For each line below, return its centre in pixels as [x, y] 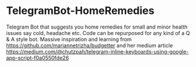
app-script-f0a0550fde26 [37, 58]
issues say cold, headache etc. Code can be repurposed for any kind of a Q [98, 33]
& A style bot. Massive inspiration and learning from [69, 39]
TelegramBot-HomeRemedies [80, 11]
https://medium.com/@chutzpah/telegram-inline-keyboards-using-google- [97, 51]
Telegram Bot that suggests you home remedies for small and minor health [97, 27]
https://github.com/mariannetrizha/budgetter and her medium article [89, 45]
